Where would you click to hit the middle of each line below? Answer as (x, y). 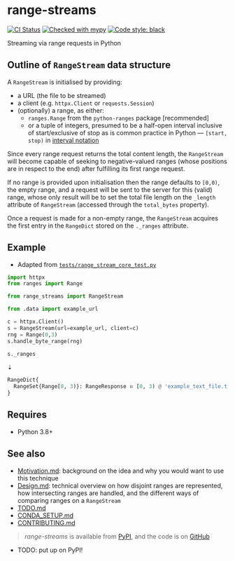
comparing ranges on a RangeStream (69, 500)
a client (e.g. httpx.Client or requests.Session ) (86, 103)
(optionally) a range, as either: (60, 110)
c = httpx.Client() (36, 322)
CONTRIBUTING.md (46, 522)
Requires (27, 415)
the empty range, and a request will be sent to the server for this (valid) (110, 189)
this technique (38, 478)
